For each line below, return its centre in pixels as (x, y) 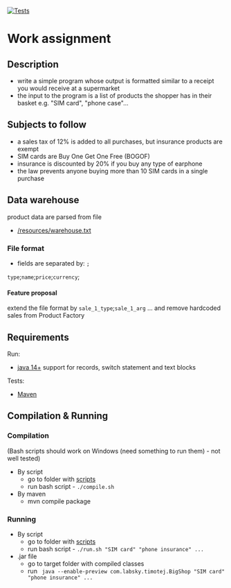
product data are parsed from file (55, 217)
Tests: (16, 381)
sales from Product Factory (46, 315)
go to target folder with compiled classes (86, 563)
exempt (28, 148)
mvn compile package (59, 501)
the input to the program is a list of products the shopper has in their (114, 96)
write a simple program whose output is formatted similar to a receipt (115, 81)
